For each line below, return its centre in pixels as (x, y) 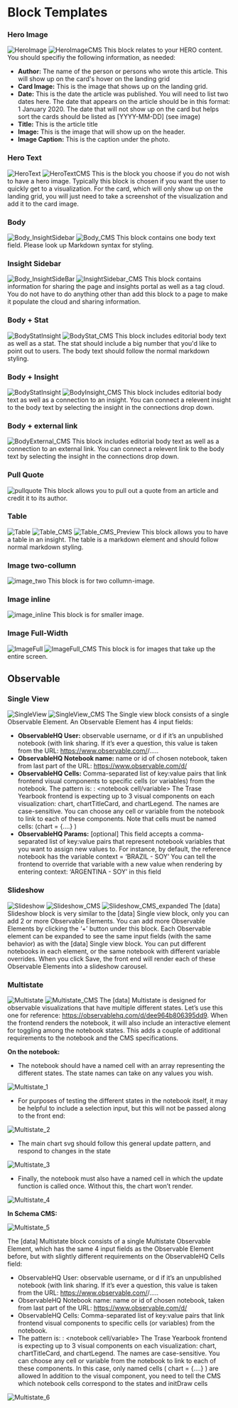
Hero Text (25, 158)
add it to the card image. (43, 203)
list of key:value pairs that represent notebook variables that (137, 842)
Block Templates (58, 12)
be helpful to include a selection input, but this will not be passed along (121, 1108)
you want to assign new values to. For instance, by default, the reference (124, 849)
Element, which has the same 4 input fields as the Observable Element (111, 1249)
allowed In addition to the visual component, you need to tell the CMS (119, 1376)
